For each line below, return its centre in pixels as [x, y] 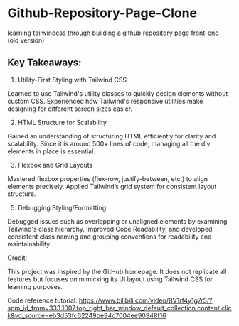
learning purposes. [35, 286]
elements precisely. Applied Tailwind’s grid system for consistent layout [112, 186]
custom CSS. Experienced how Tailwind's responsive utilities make [105, 101]
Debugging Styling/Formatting [62, 207]
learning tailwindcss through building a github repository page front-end [113, 33]
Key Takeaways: [44, 63]
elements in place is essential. [52, 151]
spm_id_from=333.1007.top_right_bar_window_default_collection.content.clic [119, 308]
